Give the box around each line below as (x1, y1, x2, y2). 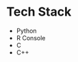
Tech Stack (6, 4, 72, 20)
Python (16, 27, 37, 35)
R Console (16, 33, 46, 42)
